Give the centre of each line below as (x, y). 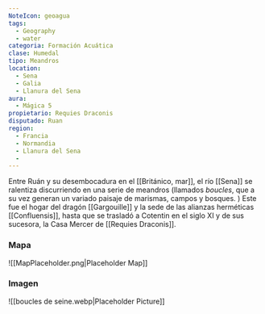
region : (21, 128)
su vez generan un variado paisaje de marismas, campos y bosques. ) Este (132, 199)
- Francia (32, 136)
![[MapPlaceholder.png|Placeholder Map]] (78, 262)
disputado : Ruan (35, 121)
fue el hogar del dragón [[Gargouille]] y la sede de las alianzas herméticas (131, 207)
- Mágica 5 (34, 106)
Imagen (23, 283)
